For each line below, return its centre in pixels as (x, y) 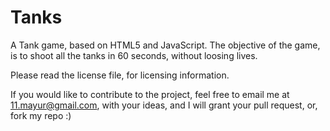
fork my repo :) (41, 115)
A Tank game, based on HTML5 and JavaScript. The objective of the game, (165, 45)
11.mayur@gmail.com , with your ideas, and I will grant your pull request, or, (164, 105)
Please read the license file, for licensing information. (120, 75)
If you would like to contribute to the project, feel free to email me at (150, 94)
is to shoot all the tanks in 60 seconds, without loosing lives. (134, 55)
